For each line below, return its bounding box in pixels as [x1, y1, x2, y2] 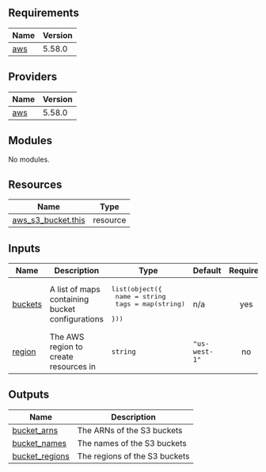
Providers [8, 70, 58, 84]
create [49, 352, 74, 363]
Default [192, 265, 222, 276]
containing [49, 293, 89, 304]
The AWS [49, 332, 85, 343]
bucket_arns [12, 424, 58, 436]
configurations [49, 313, 104, 324]
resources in [49, 361, 97, 372]
